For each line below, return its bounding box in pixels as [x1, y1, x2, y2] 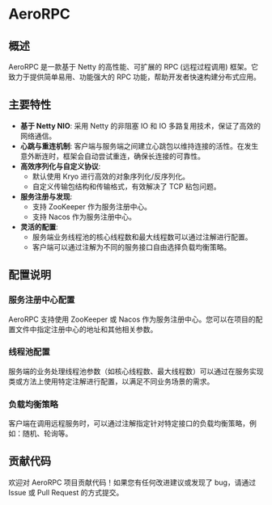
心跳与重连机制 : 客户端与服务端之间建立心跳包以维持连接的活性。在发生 [19, 141, 259, 150]
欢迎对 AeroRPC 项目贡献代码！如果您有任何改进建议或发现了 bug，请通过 [8, 478, 257, 487]
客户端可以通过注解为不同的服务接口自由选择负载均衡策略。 [32, 242, 232, 251]
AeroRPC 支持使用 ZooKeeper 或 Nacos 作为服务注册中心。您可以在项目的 [8, 314, 257, 324]
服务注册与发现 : [19, 191, 73, 201]
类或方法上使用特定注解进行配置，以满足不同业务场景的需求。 [8, 377, 215, 386]
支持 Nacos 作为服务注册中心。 [32, 212, 136, 221]
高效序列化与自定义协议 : [19, 161, 101, 170]
